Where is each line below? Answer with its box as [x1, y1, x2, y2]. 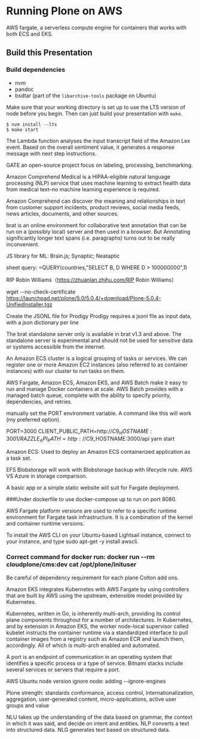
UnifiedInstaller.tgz [6, 301, 53, 308]
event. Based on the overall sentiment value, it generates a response [6, 143, 175, 151]
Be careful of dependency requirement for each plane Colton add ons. [6, 574, 179, 581]
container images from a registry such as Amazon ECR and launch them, [6, 635, 185, 642]
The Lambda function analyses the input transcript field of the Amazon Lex [6, 137, 190, 144]
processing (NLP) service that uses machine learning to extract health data [6, 179, 191, 187]
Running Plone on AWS [6, 4, 123, 18]
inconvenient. [6, 240, 40, 248]
